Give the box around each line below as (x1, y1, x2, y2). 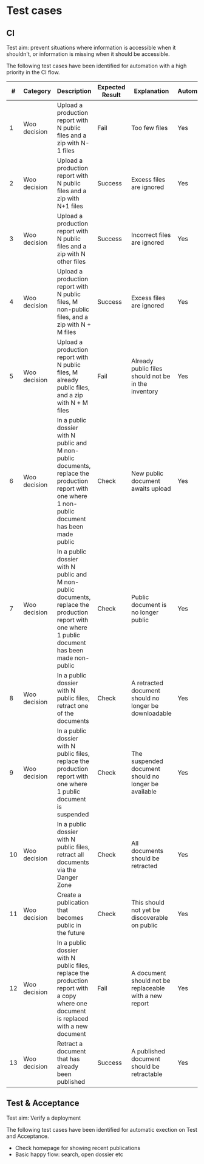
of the (56, 709, 74, 717)
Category (23, 87, 52, 95)
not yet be (131, 906, 160, 914)
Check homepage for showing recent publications (15, 1144, 141, 1151)
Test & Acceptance (6, 1098, 80, 1109)
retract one (56, 702, 89, 710)
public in (56, 921, 82, 929)
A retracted (131, 679, 164, 687)
